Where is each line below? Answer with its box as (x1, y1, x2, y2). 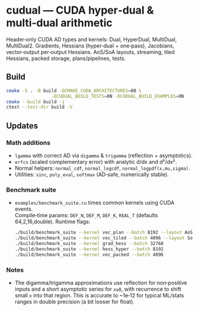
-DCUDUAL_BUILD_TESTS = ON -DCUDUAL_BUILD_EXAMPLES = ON (51, 93, 184, 99)
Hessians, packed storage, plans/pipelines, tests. (6, 55, 126, 62)
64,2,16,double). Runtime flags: (14, 218, 91, 226)
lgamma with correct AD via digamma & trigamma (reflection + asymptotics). (14, 152, 193, 159)
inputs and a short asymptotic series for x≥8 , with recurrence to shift (14, 285, 182, 293)
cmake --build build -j (6, 99, 65, 104)
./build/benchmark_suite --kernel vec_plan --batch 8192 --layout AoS (14, 230, 193, 236)
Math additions (6, 138, 51, 147)
